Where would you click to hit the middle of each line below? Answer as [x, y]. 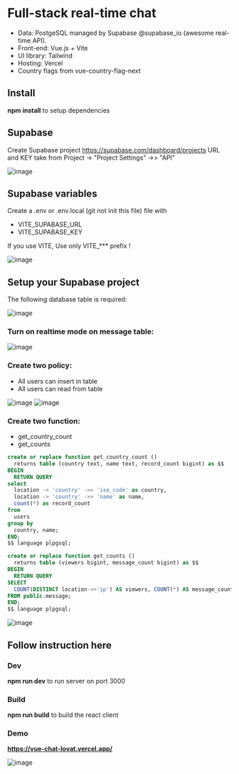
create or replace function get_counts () [71, 556]
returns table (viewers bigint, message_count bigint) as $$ [106, 563]
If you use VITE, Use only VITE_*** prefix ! [69, 246]
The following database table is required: [67, 299]
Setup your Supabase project [74, 282]
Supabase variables [52, 193]
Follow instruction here [60, 645]
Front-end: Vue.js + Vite [53, 48]
